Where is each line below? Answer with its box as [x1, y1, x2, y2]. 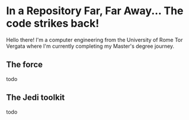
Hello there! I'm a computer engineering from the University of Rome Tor [6, 36, 183, 43]
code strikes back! [6, 17, 100, 30]
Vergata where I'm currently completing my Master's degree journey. [6, 43, 175, 50]
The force [6, 60, 43, 70]
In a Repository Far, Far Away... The [6, 4, 184, 18]
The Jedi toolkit [6, 93, 65, 103]
